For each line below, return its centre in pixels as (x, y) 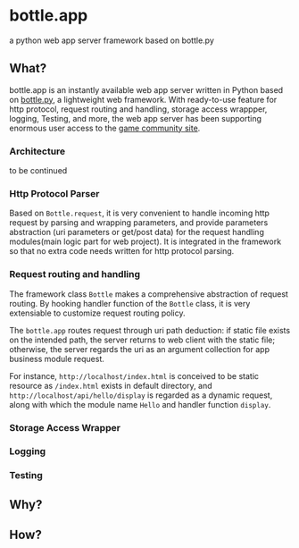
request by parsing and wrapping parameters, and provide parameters (139, 223)
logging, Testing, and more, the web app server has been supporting (135, 118)
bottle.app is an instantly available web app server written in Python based (146, 89)
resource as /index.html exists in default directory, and (111, 385)
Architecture (37, 151)
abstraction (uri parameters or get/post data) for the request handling (137, 232)
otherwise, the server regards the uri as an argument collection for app (140, 349)
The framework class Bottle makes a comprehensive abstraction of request (149, 294)
